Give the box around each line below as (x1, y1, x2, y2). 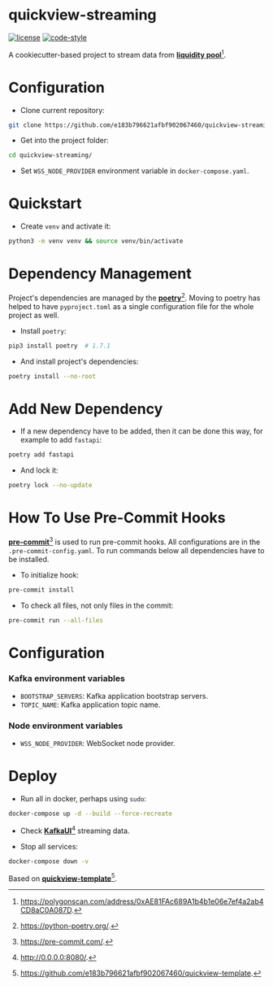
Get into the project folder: (19, 136, 109, 146)
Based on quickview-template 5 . (8, 872, 118, 883)
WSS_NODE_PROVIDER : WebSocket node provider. (19, 739, 176, 748)
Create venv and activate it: (19, 221, 111, 231)
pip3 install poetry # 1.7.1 (8, 342, 111, 350)
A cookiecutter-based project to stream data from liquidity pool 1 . (8, 48, 227, 59)
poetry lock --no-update (8, 482, 93, 490)
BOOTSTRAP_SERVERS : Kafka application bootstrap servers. (19, 691, 209, 700)
